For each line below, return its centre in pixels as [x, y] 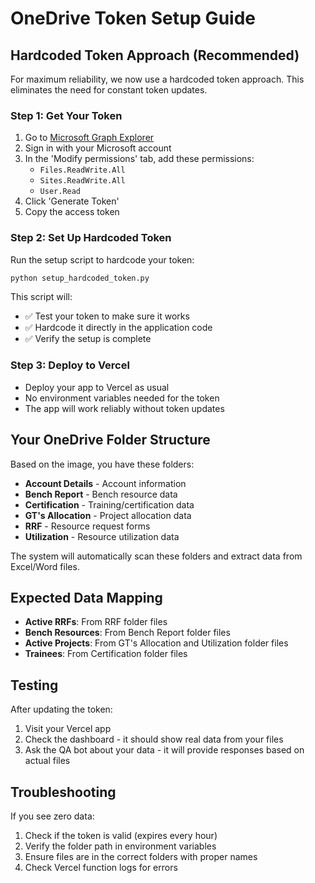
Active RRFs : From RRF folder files [96, 622]
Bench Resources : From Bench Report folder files [127, 633]
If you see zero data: [52, 816]
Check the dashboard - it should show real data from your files [154, 739]
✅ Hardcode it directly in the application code [118, 328]
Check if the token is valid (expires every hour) [121, 836]
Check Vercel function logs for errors [101, 868]
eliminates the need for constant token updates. [109, 90]
